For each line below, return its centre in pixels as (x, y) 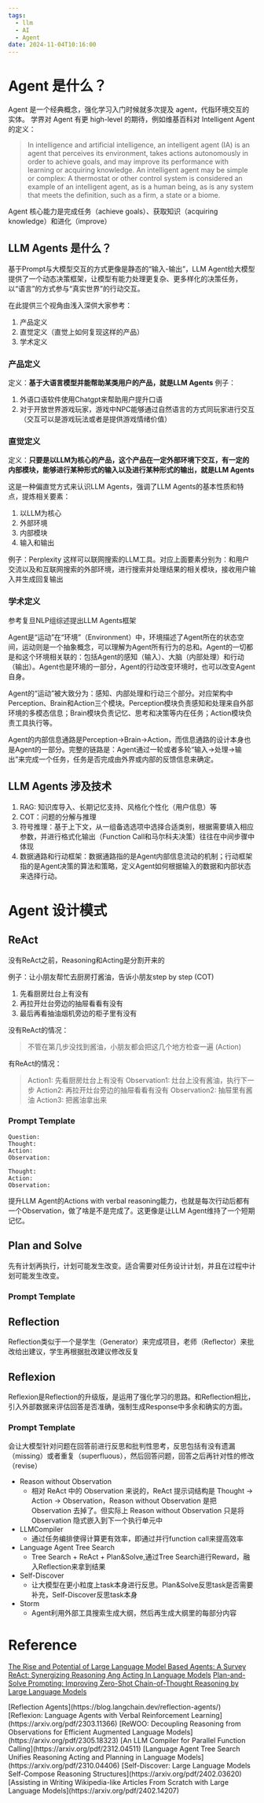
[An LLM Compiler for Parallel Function (183, 1741)
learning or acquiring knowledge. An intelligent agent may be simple (137, 170)
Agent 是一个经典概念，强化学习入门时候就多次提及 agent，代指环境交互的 (129, 109)
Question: (24, 1137)
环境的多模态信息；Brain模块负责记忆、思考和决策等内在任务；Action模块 (127, 713)
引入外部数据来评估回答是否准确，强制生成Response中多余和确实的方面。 (128, 1407)
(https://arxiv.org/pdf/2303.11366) (63, 1724)
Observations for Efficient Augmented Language (86, 1732)
